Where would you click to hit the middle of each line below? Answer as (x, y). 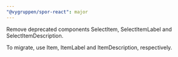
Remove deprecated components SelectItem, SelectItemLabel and (89, 29)
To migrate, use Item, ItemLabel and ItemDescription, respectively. (89, 47)
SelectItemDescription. (35, 35)
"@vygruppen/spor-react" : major (47, 12)
